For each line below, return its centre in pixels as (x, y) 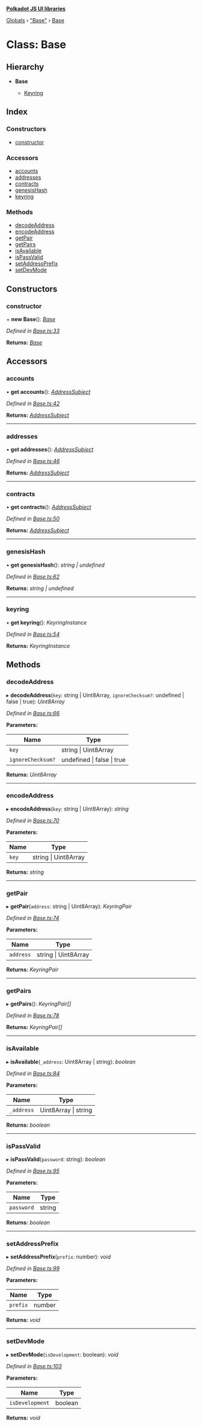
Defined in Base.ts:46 (33, 461)
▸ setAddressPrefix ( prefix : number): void (59, 1257)
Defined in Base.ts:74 (33, 918)
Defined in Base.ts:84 (33, 1073)
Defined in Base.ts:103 (34, 1366)
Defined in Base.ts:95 (33, 1171)
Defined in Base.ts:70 (33, 820)
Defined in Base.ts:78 (33, 1016)
